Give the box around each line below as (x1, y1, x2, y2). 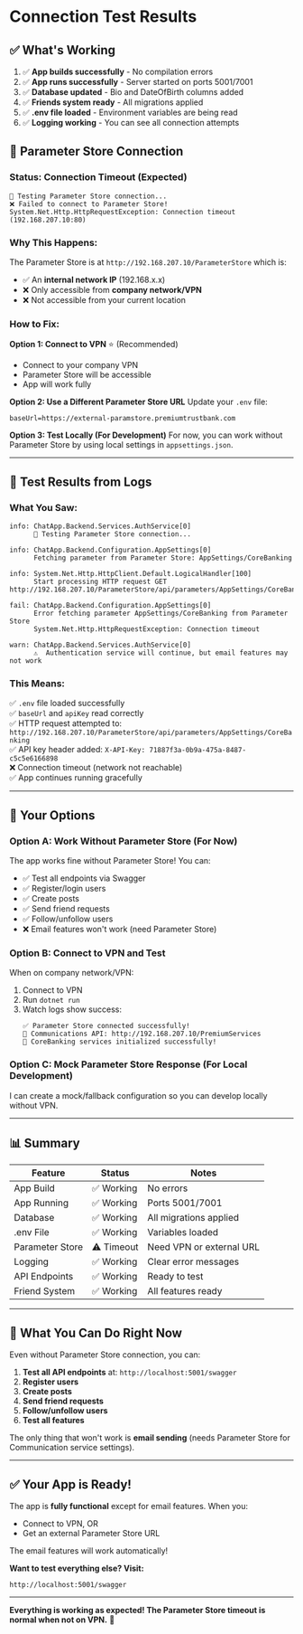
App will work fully (22, 379, 92, 390)
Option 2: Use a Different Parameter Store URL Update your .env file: (9, 396, 268, 408)
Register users (22, 1376, 79, 1387)
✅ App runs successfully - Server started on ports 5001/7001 (22, 77, 253, 87)
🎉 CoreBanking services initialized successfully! (22, 1037, 217, 1046)
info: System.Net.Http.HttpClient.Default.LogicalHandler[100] (9, 569, 252, 578)
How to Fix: (9, 317, 60, 330)
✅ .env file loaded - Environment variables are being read (22, 107, 238, 118)
